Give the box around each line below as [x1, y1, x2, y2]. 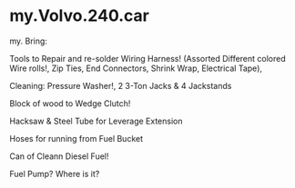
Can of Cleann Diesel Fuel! [9, 151, 109, 162]
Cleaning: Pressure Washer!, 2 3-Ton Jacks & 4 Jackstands [9, 80, 232, 91]
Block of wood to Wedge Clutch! [9, 97, 131, 109]
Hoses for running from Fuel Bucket [9, 133, 144, 143]
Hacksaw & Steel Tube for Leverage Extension [9, 115, 183, 126]
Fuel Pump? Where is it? [9, 168, 100, 179]
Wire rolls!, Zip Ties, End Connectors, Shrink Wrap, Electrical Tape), [9, 63, 262, 74]
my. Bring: [9, 35, 48, 46]
